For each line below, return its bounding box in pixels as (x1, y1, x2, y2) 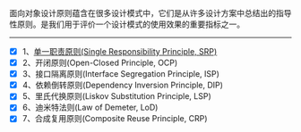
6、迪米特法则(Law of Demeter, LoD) (21, 102, 159, 113)
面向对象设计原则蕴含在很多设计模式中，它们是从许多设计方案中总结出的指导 (9, 8, 292, 18)
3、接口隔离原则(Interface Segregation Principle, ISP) (21, 69, 219, 79)
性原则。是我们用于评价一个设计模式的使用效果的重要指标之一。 (9, 19, 245, 29)
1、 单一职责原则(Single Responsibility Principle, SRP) (21, 46, 218, 56)
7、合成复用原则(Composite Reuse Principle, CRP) (21, 113, 208, 124)
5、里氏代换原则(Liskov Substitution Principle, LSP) (21, 91, 212, 102)
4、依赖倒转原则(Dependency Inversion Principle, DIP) (21, 79, 224, 91)
